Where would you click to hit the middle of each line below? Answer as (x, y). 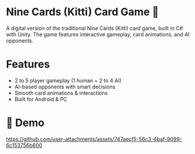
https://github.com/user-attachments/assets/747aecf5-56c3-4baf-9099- (94, 139)
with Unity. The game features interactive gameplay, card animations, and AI (98, 34)
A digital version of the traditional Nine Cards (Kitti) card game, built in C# (95, 28)
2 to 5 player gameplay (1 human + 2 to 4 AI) (68, 80)
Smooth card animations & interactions (61, 93)
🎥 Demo (25, 123)
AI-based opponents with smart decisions (65, 87)
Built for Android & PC (41, 99)
